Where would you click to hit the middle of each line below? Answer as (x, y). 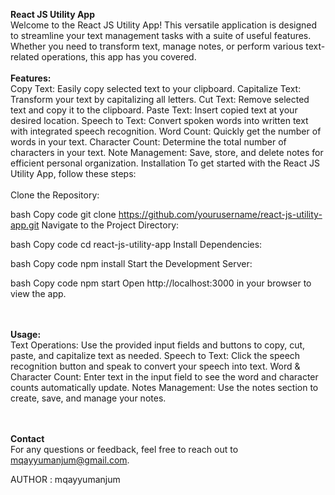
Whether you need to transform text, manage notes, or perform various (157, 46)
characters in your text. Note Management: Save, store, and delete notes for (167, 152)
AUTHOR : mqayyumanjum (65, 479)
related (25, 57)
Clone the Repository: (55, 195)
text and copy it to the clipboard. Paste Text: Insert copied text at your (154, 110)
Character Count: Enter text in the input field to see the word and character (164, 377)
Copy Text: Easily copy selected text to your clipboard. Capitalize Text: (156, 88)
